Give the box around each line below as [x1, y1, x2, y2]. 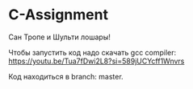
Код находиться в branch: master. [8, 71, 124, 81]
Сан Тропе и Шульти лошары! [8, 32, 111, 42]
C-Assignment [8, 6, 109, 24]
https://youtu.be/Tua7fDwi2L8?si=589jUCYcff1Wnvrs [8, 56, 185, 66]
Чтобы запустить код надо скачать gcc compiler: [8, 47, 177, 57]
